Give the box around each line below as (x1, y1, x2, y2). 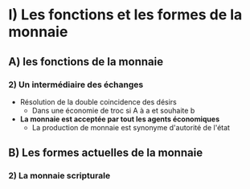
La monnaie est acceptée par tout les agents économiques (19, 114, 220, 124)
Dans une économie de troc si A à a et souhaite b (31, 105, 195, 115)
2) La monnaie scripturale (8, 171, 111, 182)
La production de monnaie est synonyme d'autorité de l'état (31, 122, 231, 132)
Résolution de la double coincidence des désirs (19, 97, 177, 106)
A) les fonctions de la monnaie (8, 55, 163, 68)
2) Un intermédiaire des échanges (8, 79, 144, 90)
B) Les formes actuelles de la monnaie (8, 146, 203, 160)
